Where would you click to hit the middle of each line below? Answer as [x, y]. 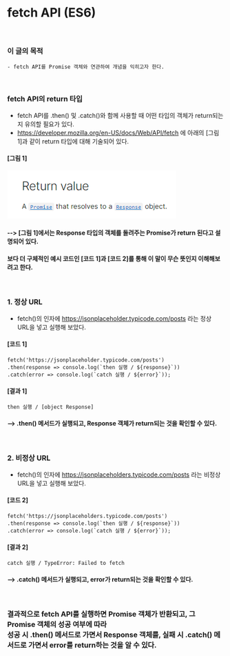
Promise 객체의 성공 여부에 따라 [57, 624]
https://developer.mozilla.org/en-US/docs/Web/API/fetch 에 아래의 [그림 [118, 132]
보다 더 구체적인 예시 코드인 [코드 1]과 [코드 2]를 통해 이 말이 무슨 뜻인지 [102, 258]
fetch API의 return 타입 [45, 99]
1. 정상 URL [25, 302]
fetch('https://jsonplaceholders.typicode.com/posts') [87, 516]
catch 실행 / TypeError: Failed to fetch [66, 564]
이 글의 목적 [25, 51]
